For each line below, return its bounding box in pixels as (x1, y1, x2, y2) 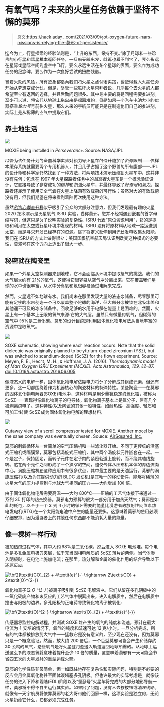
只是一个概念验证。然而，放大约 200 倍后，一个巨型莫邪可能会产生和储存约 (5, 638, 157, 644)
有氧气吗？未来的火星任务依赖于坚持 (5, 4, 151, 16)
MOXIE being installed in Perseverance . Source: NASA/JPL (5, 147, 123, 153)
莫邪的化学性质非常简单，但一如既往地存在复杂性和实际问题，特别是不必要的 (5, 667, 159, 672)
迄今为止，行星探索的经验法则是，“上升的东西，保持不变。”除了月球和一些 (5, 50, 152, 56)
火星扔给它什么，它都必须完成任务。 (5, 697, 78, 703)
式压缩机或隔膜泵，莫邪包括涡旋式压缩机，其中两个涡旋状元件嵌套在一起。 (5, 449, 155, 455)
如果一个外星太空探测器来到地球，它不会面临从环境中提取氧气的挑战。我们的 (5, 270, 159, 276)
